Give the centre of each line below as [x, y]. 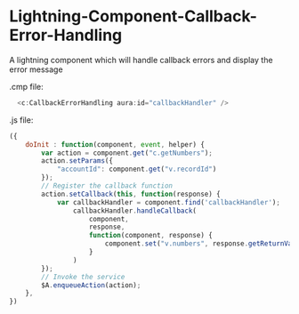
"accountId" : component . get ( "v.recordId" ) [137, 169]
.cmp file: [26, 86]
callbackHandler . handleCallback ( [135, 211]
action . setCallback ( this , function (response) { [131, 194]
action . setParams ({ [77, 161]
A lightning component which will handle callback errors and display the [141, 60]
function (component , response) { [151, 236]
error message [36, 69]
